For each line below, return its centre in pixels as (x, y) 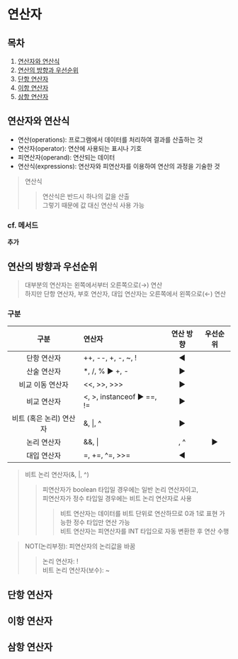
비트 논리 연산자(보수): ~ (76, 570)
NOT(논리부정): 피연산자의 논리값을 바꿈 (80, 546)
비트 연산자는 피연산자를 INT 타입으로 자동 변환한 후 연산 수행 (144, 531)
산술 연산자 (44, 371)
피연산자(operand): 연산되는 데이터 (66, 157)
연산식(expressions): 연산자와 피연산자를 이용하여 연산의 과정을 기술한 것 (119, 166)
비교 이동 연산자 (44, 385)
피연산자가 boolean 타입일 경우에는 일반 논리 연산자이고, (120, 490)
